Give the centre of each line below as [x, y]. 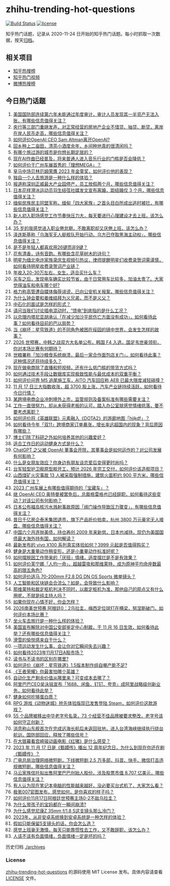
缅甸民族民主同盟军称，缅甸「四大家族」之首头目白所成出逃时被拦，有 [86, 203]
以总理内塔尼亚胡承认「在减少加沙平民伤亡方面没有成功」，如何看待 [83, 317]
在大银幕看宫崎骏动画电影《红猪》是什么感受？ [62, 741]
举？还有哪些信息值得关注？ [42, 633]
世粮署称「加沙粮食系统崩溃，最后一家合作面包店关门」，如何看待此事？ [87, 355]
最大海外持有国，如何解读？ [46, 538]
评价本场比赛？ [33, 614]
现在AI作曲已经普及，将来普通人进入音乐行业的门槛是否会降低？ [79, 159]
